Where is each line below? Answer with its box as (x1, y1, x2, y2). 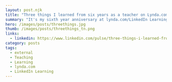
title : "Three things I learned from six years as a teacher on (5, 12, 145, 17)
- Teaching (10, 54, 33, 60)
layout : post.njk (5, 7, 42, 13)
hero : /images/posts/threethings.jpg (5, 21, 86, 27)
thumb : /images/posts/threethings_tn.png (5, 26, 95, 32)
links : (5, 31, 19, 36)
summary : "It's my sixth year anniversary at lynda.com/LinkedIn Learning (5, 17, 168, 22)
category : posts (5, 41, 40, 46)
